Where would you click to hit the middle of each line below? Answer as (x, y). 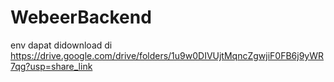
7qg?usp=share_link (51, 66)
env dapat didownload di (61, 45)
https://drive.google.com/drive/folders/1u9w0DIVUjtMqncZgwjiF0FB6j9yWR (167, 55)
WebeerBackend (81, 17)
